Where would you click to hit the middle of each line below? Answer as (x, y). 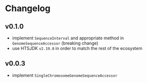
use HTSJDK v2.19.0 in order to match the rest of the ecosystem (77, 48)
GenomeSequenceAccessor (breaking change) (55, 43)
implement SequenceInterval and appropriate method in (68, 38)
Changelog (28, 8)
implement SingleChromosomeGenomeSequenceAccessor (65, 75)
